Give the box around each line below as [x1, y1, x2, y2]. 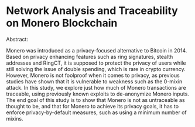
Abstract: [6, 36, 28, 43]
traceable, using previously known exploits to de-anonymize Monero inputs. [6, 90, 189, 97]
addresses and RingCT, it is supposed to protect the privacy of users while [6, 59, 186, 66]
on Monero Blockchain [6, 16, 118, 30]
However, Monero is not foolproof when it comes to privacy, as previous [6, 72, 180, 79]
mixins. [6, 115, 23, 122]
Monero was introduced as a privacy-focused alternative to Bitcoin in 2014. [6, 47, 187, 54]
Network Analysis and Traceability [6, 4, 179, 17]
